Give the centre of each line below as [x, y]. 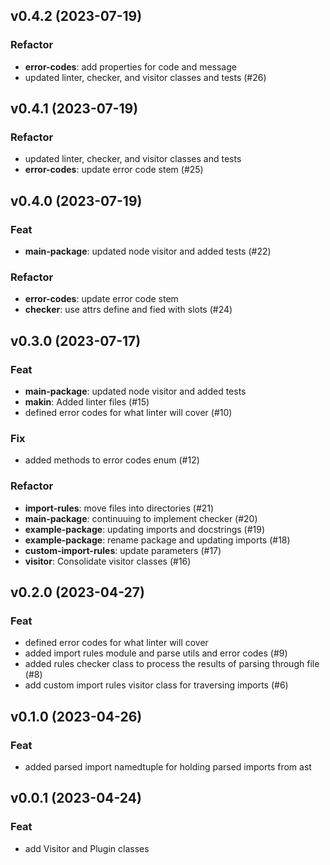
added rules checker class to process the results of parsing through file [172, 664]
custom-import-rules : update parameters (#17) [123, 550]
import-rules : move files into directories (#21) [119, 508]
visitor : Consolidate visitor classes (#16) [108, 561]
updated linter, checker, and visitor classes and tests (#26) [145, 77]
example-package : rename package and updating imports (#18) [157, 540]
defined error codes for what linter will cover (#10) [128, 413]
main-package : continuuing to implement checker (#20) [141, 518]
